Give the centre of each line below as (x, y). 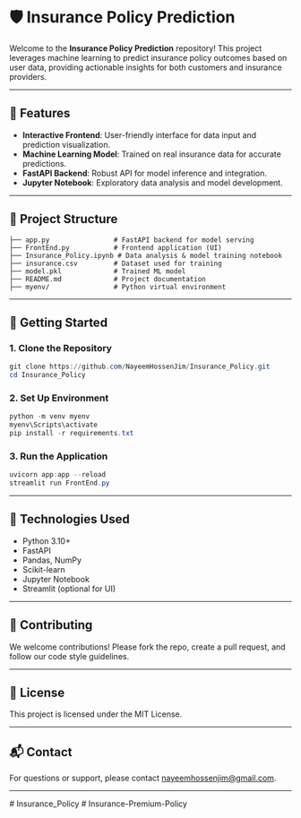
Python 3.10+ (47, 541)
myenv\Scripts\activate (54, 425)
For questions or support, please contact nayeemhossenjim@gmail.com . (143, 778)
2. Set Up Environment (59, 398)
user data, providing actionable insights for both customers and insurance (146, 67)
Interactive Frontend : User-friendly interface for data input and (139, 134)
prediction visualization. (66, 144)
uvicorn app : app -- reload (57, 475)
